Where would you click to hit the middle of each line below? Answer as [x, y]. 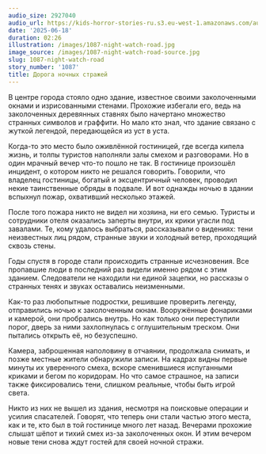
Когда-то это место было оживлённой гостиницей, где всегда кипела [126, 146]
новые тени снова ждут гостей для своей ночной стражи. [106, 441]
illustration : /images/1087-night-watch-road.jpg [92, 45]
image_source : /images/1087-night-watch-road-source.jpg [104, 52]
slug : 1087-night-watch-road [56, 60]
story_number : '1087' [44, 67]
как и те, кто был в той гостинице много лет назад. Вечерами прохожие [130, 425]
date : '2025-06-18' [40, 30]
